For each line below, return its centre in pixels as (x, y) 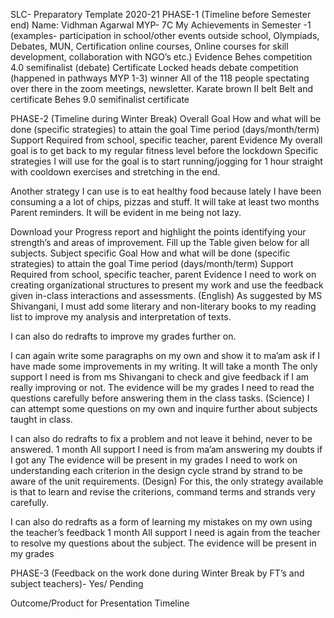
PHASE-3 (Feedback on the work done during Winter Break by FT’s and (157, 573)
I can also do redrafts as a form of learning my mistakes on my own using (161, 522)
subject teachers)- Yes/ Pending (77, 583)
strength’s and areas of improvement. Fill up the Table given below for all (160, 242)
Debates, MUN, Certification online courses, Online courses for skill (149, 46)
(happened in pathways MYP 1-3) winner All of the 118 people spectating (160, 78)
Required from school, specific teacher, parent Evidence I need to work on (163, 274)
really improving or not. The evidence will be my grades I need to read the (162, 387)
